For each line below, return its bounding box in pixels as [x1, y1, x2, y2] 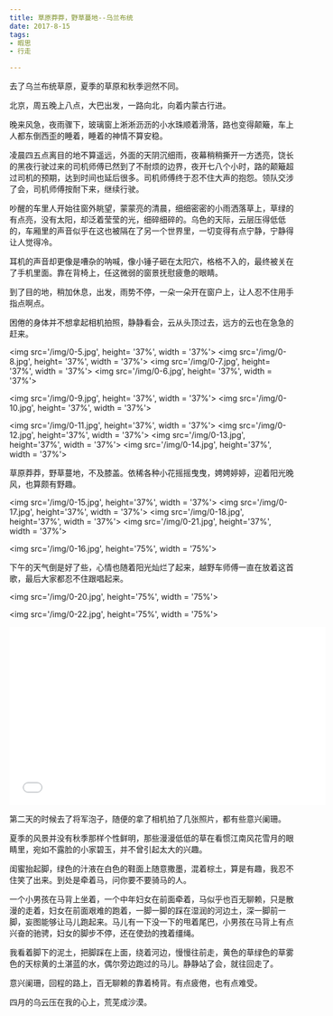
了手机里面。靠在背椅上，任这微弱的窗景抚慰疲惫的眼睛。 [9, 268, 223, 279]
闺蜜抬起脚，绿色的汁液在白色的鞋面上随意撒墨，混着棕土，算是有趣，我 [9, 863, 278, 874]
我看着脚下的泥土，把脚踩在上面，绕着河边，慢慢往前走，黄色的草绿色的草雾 [9, 947, 294, 958]
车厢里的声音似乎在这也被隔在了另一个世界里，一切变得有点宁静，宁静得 [24, 225, 294, 236]
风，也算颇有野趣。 [9, 479, 81, 489]
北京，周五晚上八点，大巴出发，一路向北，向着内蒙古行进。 [9, 100, 231, 111]
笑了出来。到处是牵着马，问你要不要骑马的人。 [16, 875, 191, 886]
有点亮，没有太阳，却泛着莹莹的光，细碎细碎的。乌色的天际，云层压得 [9, 214, 271, 225]
